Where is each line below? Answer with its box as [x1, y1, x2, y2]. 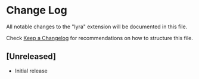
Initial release [14, 67, 48, 74]
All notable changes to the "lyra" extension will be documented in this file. [6, 23, 188, 30]
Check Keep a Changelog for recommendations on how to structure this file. [6, 34, 194, 41]
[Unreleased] [6, 51, 57, 62]
